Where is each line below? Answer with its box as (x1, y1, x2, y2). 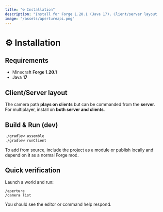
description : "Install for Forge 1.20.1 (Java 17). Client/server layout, (5, 12, 160, 17)
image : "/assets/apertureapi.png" (5, 16, 75, 21)
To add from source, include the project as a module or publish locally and (5, 147, 154, 153)
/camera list (5, 193, 32, 197)
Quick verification (5, 166, 61, 175)
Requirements (5, 56, 49, 65)
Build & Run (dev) (5, 121, 58, 129)
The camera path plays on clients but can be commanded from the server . (5, 102, 156, 107)
